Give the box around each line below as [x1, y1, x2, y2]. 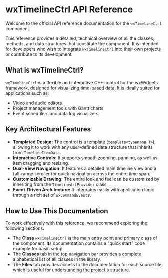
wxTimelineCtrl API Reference [5, 4, 133, 15]
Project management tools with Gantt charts [12, 105, 104, 111]
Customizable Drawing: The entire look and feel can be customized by [12, 176, 160, 182]
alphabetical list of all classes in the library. [12, 256, 101, 262]
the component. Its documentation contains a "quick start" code [12, 240, 145, 246]
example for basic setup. [12, 246, 64, 252]
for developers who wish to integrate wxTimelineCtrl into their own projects [5, 46, 161, 52]
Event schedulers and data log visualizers [12, 110, 99, 116]
